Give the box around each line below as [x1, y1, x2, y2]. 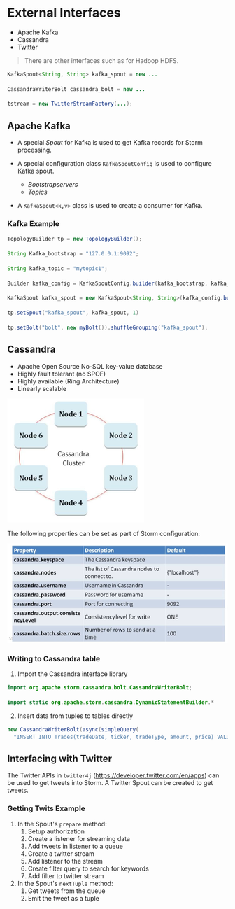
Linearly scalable [17, 384, 67, 393]
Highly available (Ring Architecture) [17, 376, 120, 386]
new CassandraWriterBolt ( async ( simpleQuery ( [7, 726, 139, 733]
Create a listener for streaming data [27, 834, 131, 843]
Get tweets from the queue [27, 887, 106, 895]
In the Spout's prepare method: [17, 819, 107, 828]
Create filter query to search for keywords [27, 864, 149, 873]
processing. [17, 146, 52, 155]
